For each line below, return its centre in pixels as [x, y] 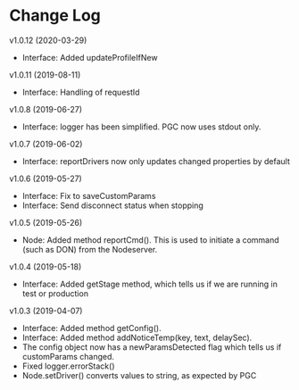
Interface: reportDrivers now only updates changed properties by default [156, 161]
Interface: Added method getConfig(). [92, 328]
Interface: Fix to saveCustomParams [89, 195]
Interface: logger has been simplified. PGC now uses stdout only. [141, 127]
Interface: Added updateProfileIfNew [90, 57]
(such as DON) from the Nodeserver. [90, 249]
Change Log [55, 16]
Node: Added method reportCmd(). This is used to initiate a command [150, 240]
